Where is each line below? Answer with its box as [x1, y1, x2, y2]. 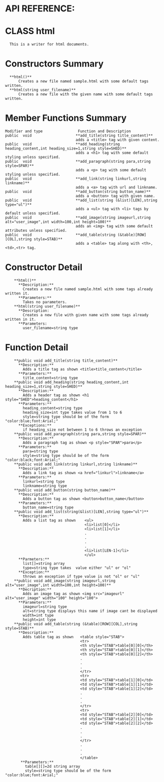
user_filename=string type [23, 325, 78, 331]
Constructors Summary [5, 58, 104, 70]
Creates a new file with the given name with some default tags [18, 92, 153, 97]
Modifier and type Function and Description [5, 129, 131, 134]
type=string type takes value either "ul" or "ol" [23, 565, 131, 570]
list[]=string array [23, 561, 65, 566]
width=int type [23, 613, 54, 618]
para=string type [23, 448, 58, 454]
